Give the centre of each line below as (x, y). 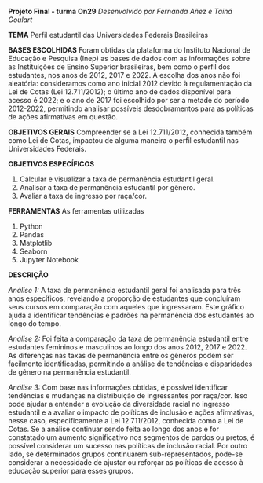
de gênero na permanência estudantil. (70, 372)
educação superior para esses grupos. (71, 471)
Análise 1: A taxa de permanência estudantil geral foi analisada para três (125, 290)
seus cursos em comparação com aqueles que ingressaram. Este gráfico (126, 307)
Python (31, 226)
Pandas (32, 234)
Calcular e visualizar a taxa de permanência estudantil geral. (117, 179)
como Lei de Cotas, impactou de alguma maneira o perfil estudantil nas (124, 140)
